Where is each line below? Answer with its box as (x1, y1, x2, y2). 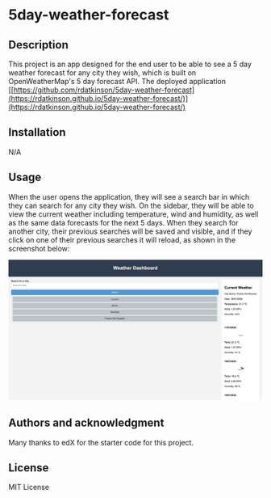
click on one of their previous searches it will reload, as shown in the (8, 234, 236, 244)
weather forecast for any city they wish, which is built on (8, 68, 197, 78)
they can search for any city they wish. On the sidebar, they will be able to (8, 200, 254, 210)
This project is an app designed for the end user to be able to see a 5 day (8, 59, 252, 69)
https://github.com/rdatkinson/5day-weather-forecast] (13, 85, 195, 95)
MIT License (8, 483, 50, 492)
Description (8, 38, 69, 52)
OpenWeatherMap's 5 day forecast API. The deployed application (8, 77, 226, 86)
